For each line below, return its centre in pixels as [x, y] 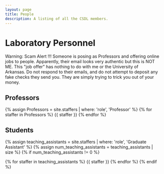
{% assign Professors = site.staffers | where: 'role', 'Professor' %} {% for [79, 109]
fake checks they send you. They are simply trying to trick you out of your [80, 77]
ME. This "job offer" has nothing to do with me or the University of [72, 67]
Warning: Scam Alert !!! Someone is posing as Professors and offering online [82, 56]
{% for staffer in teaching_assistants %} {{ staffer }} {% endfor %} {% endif [81, 161]
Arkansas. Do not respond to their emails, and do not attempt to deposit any [82, 72]
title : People [20, 14]
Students [19, 130]
